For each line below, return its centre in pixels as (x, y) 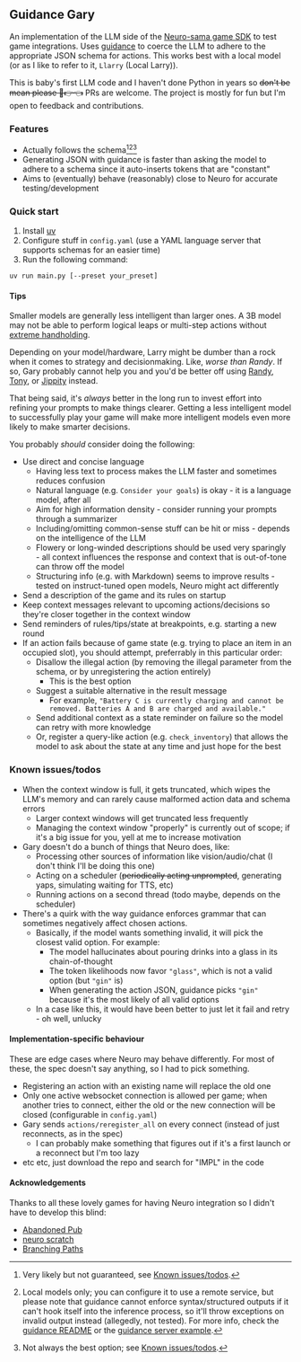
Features (29, 128)
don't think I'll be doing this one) (95, 865)
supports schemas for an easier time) (91, 250)
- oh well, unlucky (69, 1018)
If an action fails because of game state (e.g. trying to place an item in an (157, 643)
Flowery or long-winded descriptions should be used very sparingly (161, 548)
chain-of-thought (81, 961)
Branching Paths (52, 1249)
